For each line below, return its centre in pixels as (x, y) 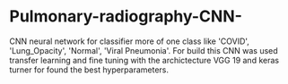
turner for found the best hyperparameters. (89, 70)
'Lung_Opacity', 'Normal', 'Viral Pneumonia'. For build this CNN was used (144, 50)
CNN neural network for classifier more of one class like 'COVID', (129, 41)
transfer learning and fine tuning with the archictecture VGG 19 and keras (144, 60)
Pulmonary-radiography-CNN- (126, 17)
